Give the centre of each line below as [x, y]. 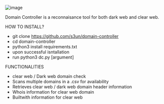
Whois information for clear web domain [53, 92]
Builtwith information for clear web [47, 97]
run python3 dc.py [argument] [43, 57]
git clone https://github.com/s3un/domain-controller [65, 36]
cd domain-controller [34, 41]
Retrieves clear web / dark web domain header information [72, 87]
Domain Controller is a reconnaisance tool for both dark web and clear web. [82, 17]
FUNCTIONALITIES [25, 67]
